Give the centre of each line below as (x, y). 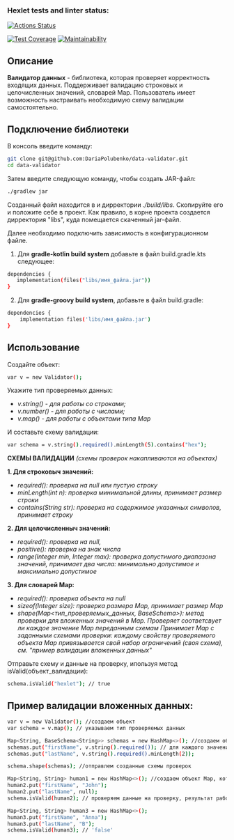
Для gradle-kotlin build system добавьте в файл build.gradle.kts (111, 254)
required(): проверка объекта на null (71, 598)
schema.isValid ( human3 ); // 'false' (60, 830)
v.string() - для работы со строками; (72, 404)
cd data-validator (34, 165)
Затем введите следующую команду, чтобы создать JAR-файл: (102, 178)
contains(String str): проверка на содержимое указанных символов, (119, 508)
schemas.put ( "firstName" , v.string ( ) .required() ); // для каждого (106, 747)
